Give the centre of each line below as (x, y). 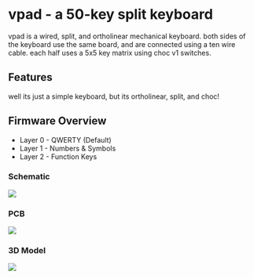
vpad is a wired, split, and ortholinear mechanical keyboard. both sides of (127, 36)
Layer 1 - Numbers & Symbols (68, 148)
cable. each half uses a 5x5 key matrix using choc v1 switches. (110, 53)
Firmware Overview (57, 121)
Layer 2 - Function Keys (58, 156)
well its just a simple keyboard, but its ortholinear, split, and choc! (114, 96)
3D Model (27, 251)
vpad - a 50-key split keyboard (111, 14)
